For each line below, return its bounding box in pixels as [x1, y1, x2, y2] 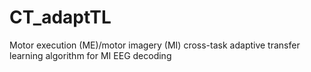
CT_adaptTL [9, 6, 112, 29]
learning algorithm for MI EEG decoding [9, 49, 172, 61]
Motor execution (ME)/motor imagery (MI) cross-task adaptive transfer [9, 39, 301, 51]
